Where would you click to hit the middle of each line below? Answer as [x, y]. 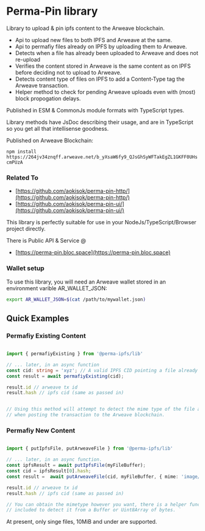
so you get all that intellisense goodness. [57, 128]
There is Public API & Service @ [46, 241]
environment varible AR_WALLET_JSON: [57, 288]
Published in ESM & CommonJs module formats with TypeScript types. [95, 110]
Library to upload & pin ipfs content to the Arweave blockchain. [85, 28]
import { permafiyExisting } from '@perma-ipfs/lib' [75, 354]
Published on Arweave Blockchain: [50, 140]
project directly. [26, 229]
